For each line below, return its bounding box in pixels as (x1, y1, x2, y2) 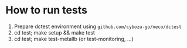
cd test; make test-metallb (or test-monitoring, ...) (13, 35, 134, 42)
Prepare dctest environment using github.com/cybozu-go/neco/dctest (13, 23, 182, 30)
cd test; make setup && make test (13, 29, 95, 36)
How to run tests (5, 4, 87, 17)
